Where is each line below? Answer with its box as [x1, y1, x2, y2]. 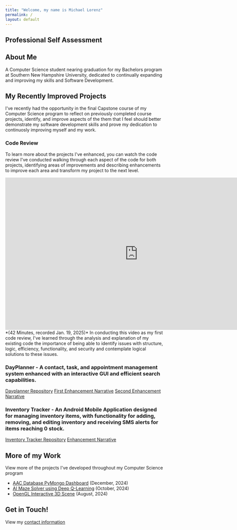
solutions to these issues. [5, 351, 58, 357]
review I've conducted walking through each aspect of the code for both [5, 156, 156, 162]
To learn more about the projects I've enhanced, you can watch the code [5, 151, 157, 157]
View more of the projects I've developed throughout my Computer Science [5, 465, 163, 471]
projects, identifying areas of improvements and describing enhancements [5, 162, 161, 168]
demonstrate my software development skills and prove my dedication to [5, 121, 157, 127]
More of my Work [5, 451, 61, 460]
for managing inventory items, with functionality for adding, [5, 412, 156, 419]
